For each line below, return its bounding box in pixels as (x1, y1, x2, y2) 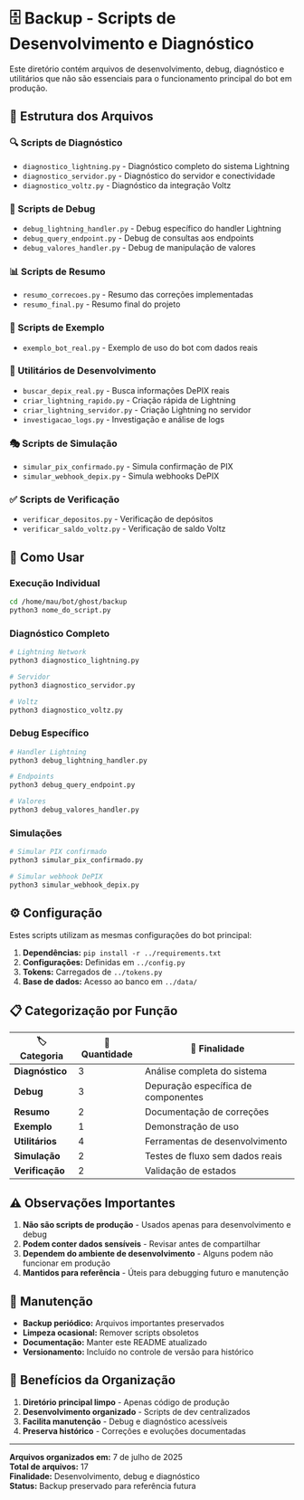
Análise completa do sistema (144, 1065, 267, 1078)
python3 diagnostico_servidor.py (9, 680, 136, 689)
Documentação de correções (144, 1106, 270, 1118)
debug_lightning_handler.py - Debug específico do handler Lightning (22, 223, 282, 233)
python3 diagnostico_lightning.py (9, 656, 140, 666)
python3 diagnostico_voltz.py (9, 706, 124, 715)
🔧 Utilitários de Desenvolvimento (9, 365, 157, 377)
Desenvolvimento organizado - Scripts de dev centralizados (22, 1406, 251, 1417)
